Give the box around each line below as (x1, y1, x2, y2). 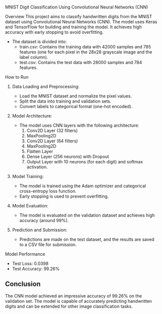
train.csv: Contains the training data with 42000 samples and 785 (19, 44, 151, 49)
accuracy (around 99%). (19, 218, 69, 223)
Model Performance (5, 251, 45, 257)
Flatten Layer (26, 149, 53, 154)
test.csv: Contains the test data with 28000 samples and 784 (19, 60, 142, 65)
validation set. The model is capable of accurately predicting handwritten (5, 298, 152, 304)
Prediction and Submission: (12, 227, 67, 233)
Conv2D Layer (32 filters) (26, 128, 78, 134)
